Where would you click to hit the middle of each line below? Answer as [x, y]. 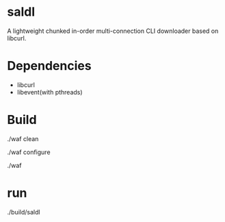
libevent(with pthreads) [50, 92]
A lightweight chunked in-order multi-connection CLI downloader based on [113, 31]
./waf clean [23, 138]
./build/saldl [24, 212]
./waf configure [29, 152]
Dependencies [49, 66]
